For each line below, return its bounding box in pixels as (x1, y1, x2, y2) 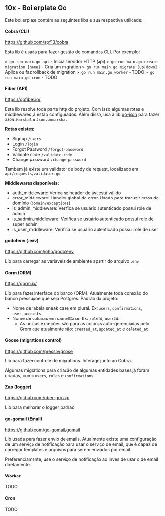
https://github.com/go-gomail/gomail (5, 427, 80, 433)
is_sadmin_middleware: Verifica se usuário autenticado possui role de (12, 216, 154, 222)
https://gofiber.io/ (5, 96, 41, 103)
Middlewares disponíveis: (5, 180, 59, 186)
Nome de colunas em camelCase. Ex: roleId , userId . (12, 316, 120, 321)
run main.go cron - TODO (5, 74, 58, 80)
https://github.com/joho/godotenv (5, 249, 74, 255)
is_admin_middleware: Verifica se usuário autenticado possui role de (12, 205, 152, 211)
